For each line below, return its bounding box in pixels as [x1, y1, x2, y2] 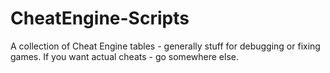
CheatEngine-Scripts [10, 7, 190, 30]
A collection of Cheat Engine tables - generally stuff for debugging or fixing [10, 40, 321, 52]
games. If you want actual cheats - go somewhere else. [10, 50, 239, 62]
